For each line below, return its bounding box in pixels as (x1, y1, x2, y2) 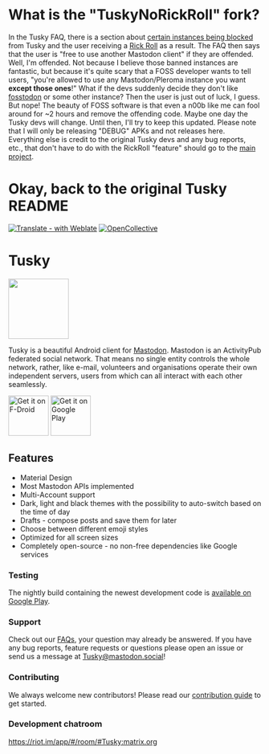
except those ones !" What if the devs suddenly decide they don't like (8, 83, 238, 93)
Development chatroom (8, 719, 103, 730)
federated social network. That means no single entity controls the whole (8, 353, 251, 363)
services (19, 549, 49, 559)
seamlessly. (8, 379, 47, 389)
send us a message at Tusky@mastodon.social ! (8, 652, 166, 662)
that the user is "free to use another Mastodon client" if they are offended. (8, 49, 255, 59)
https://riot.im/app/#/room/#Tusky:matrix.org (8, 736, 158, 746)
